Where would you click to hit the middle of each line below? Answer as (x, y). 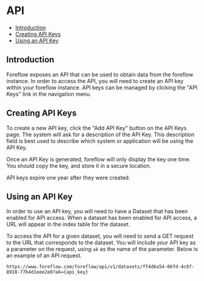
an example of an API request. (44, 256)
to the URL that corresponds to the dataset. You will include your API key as (101, 243)
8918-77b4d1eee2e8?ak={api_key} (47, 272)
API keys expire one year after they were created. (68, 177)
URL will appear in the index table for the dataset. (68, 224)
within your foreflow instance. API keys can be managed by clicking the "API (102, 87)
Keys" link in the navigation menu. (49, 94)
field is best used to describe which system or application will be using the (100, 140)
